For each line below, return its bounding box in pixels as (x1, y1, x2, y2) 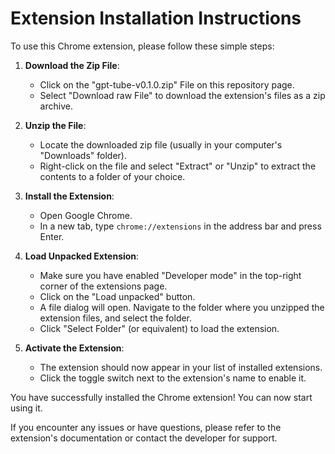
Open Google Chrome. (39, 209, 133, 221)
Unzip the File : (24, 119, 87, 131)
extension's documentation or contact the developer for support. (10, 432, 278, 444)
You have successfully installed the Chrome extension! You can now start (10, 391, 313, 403)
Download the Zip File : (24, 59, 120, 71)
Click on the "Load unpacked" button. (39, 290, 196, 302)
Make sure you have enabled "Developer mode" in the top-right (39, 269, 302, 281)
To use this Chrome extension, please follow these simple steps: (10, 40, 275, 52)
